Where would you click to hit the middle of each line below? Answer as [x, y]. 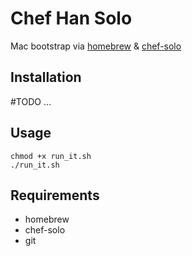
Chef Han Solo [71, 18]
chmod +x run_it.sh [51, 156]
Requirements [55, 195]
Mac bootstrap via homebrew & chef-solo [96, 46]
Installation [46, 77]
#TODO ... [31, 101]
